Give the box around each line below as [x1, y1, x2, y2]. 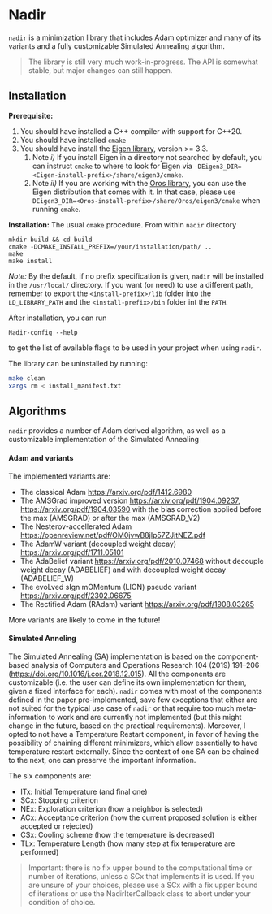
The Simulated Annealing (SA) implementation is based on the [8, 652, 216, 661]
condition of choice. [28, 897, 96, 907]
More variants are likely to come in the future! [8, 615, 161, 625]
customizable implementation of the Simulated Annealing [8, 435, 200, 444]
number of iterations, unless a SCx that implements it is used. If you [28, 871, 255, 881]
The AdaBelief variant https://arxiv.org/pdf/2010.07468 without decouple [19, 556, 264, 565]
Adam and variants [8, 453, 74, 462]
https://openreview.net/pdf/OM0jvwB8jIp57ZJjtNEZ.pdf [19, 530, 205, 539]
